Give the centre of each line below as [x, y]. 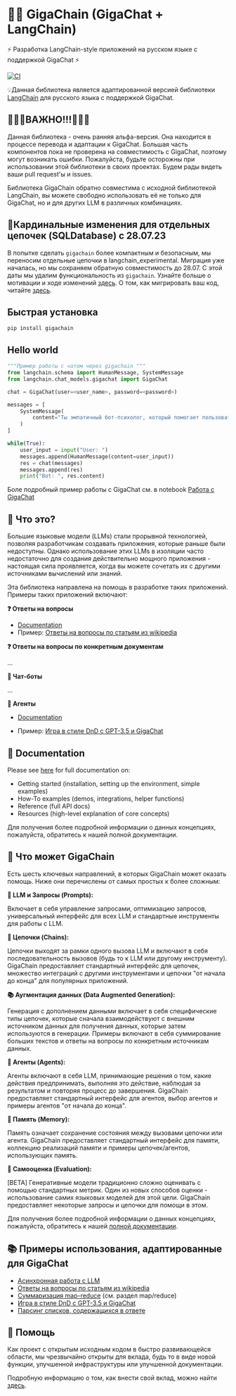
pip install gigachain [40, 329]
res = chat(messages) [51, 463]
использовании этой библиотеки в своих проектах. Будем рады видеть [115, 166]
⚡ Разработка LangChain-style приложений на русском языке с [103, 49]
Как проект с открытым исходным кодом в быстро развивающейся [109, 1350]
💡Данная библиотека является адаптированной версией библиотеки [111, 89]
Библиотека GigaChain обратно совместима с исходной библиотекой [112, 188]
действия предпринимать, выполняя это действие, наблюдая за [104, 1083]
